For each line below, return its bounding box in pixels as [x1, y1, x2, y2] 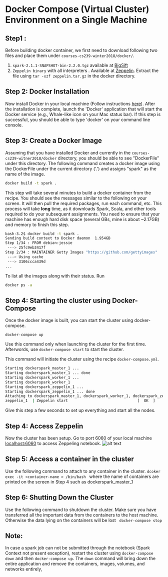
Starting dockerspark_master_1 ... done [5, 370, 91, 375]
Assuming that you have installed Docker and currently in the [5, 149, 131, 155]
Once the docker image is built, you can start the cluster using [5, 317, 133, 323]
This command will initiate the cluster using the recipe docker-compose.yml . [5, 356, 159, 362]
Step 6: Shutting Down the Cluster [5, 493, 114, 502]
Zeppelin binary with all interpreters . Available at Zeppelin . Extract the [12, 67, 159, 73]
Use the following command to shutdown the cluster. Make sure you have [5, 506, 156, 512]
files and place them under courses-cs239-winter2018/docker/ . [5, 52, 134, 58]
